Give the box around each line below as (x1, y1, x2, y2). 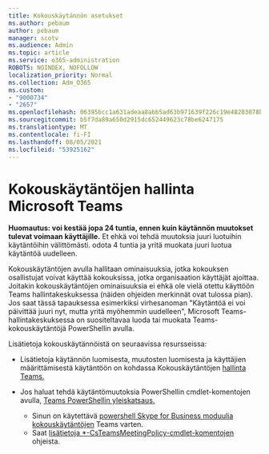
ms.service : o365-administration (8, 57, 120, 65)
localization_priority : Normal (8, 71, 113, 79)
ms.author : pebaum (8, 19, 70, 27)
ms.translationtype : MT (8, 123, 88, 131)
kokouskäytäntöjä (8, 324, 66, 333)
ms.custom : (8, 86, 45, 94)
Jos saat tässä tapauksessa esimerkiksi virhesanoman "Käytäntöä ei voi (8, 298, 246, 308)
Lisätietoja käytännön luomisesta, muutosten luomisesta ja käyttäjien (19, 355, 247, 364)
